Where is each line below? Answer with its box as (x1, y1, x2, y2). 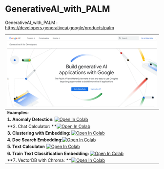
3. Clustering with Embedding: (7, 130, 71, 136)
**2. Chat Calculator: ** (7, 123, 57, 129)
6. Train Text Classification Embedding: (7, 150, 89, 156)
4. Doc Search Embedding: (7, 137, 62, 143)
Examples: (7, 110, 29, 116)
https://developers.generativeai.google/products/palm (5, 24, 114, 30)
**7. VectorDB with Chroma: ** (7, 157, 72, 163)
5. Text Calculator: (7, 144, 45, 149)
